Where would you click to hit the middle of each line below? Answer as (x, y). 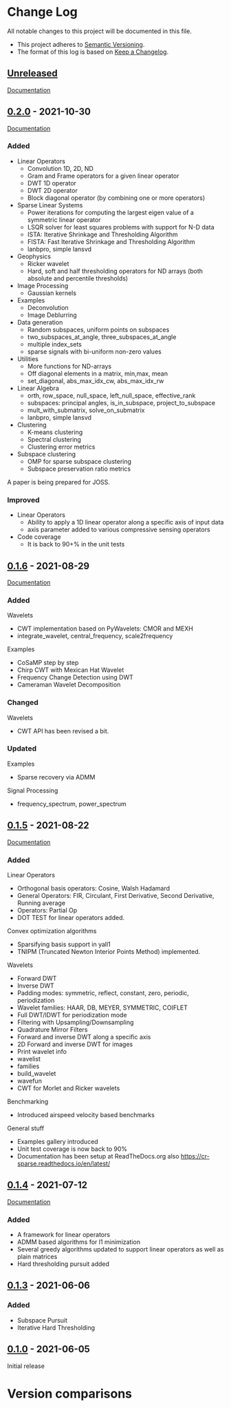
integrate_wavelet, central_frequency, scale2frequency (95, 636)
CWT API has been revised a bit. (63, 731)
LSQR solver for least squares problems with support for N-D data (121, 227)
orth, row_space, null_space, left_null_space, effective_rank (111, 395)
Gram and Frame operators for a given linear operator (103, 176)
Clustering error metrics (61, 447)
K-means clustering (55, 432)
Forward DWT (37, 978)
